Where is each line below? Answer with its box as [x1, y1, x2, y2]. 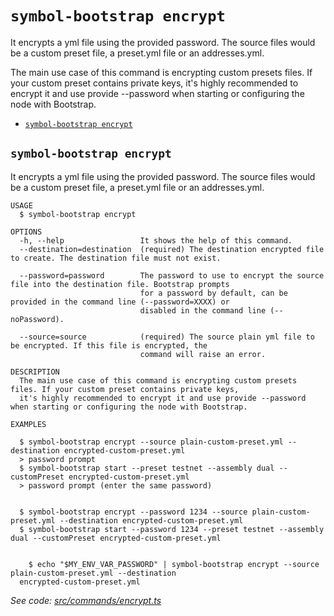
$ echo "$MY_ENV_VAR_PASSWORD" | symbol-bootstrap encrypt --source [28, 559, 320, 569]
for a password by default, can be [139, 288, 288, 298]
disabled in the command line [139, 305, 267, 316]
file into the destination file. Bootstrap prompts [10, 279, 230, 289]
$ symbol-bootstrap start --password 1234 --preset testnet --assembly [19, 524, 325, 534]
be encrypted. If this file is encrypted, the [10, 340, 208, 351]
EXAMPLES [10, 419, 47, 429]
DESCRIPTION [10, 367, 60, 377]
